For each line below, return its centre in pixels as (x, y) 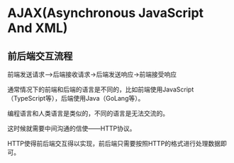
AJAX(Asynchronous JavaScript (106, 13)
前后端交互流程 (40, 56)
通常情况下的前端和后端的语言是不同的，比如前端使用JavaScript (101, 89)
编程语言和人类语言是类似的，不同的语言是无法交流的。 (88, 113)
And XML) (38, 28)
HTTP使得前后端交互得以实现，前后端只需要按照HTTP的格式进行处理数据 (114, 144)
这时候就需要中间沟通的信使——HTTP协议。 (72, 128)
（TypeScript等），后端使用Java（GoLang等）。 (76, 98)
